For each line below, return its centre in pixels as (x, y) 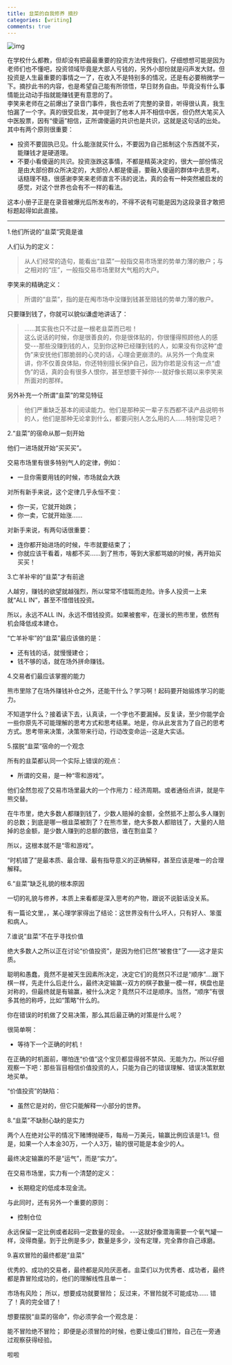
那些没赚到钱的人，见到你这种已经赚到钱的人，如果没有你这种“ (128, 346)
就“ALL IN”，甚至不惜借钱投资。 (53, 600)
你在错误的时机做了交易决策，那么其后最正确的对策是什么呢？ (95, 1015)
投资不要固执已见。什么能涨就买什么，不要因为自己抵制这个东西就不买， (120, 144)
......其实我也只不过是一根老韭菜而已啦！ (81, 328)
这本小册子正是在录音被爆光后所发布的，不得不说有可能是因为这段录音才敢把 (116, 202)
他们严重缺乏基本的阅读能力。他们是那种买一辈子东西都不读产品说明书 (124, 410)
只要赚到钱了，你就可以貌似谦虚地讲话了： (68, 314)
